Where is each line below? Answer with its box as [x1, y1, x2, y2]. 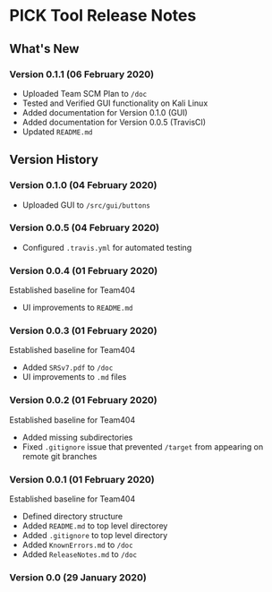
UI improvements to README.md [21, 302, 133, 313]
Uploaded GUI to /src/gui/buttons [21, 199, 150, 210]
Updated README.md [21, 126, 93, 137]
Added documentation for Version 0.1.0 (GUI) [21, 107, 188, 117]
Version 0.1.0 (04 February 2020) [9, 179, 157, 192]
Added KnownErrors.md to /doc [21, 539, 133, 551]
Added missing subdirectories [21, 432, 133, 442]
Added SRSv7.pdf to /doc [21, 362, 114, 373]
